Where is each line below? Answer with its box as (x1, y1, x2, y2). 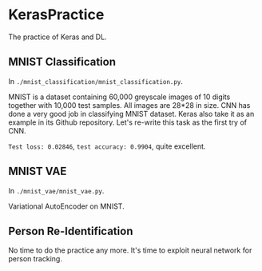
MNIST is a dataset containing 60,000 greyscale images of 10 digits (8, 92, 231, 102)
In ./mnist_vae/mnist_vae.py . (8, 185, 105, 195)
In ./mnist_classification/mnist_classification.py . (8, 76, 184, 86)
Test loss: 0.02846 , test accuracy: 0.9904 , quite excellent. (8, 141, 206, 151)
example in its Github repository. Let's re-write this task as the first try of (8, 118, 248, 127)
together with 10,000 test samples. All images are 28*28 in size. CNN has (8, 100, 251, 110)
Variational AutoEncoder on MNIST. (8, 201, 125, 211)
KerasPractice (8, 6, 105, 24)
